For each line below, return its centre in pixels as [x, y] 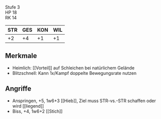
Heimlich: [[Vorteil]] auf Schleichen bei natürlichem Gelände [73, 68]
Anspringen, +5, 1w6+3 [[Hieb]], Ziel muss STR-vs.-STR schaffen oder [84, 101]
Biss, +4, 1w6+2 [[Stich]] [37, 111]
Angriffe [18, 89]
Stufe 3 [13, 7]
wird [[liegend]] [28, 106]
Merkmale [21, 56]
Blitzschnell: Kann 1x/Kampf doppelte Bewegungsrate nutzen [74, 73]
